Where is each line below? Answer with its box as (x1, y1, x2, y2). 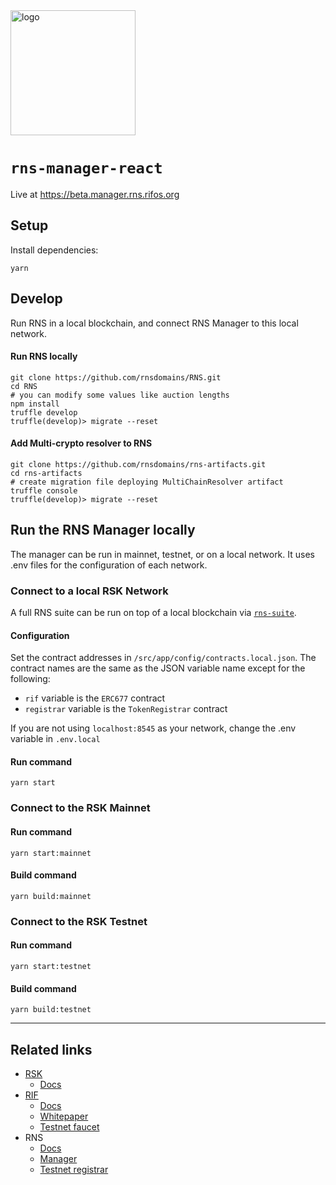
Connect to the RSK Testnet (10, 914, 148, 928)
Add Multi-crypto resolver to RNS (10, 437, 153, 449)
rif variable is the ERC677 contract (24, 692, 166, 704)
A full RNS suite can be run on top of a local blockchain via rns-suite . (10, 607, 297, 619)
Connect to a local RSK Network (10, 584, 169, 598)
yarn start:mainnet (10, 848, 92, 858)
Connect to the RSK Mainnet (10, 801, 151, 815)
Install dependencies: (10, 244, 99, 256)
